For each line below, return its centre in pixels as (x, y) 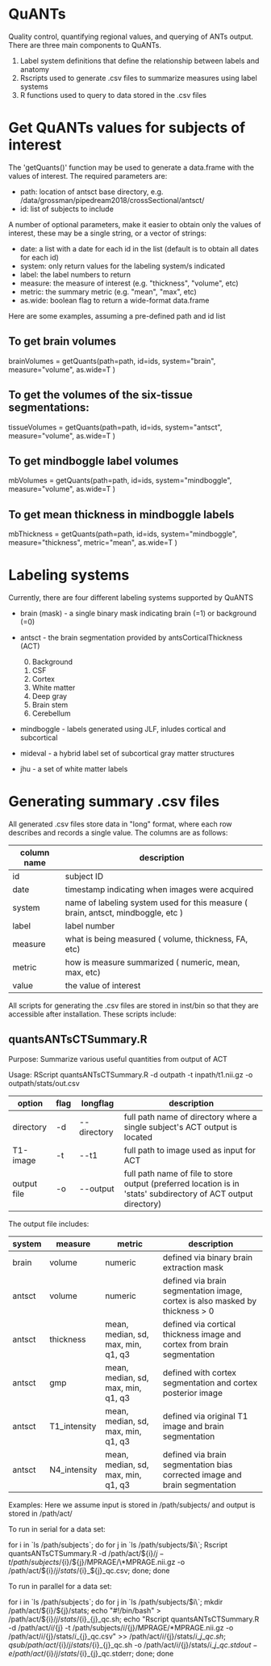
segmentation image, (202, 1291)
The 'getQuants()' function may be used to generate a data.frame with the (131, 167)
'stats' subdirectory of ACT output (188, 1194)
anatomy (35, 69)
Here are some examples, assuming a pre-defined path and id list (117, 315)
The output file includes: (49, 1224)
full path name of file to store (178, 1173)
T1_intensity (73, 1426)
